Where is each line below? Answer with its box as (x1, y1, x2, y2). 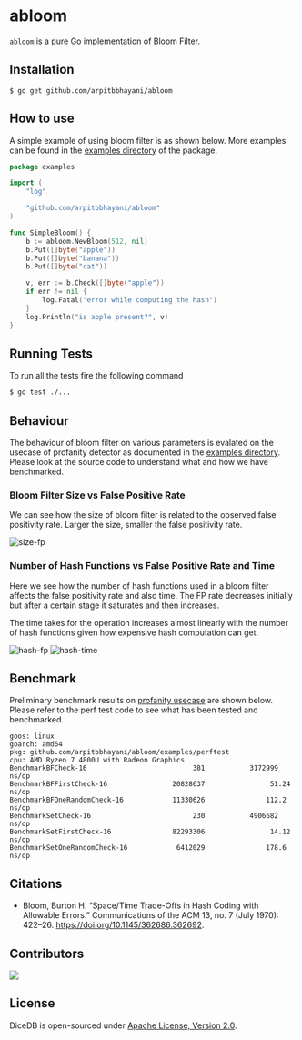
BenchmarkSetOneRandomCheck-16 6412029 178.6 (9, 843, 287, 853)
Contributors (9, 945, 85, 961)
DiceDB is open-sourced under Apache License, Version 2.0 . (9, 1020, 238, 1031)
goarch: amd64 (9, 740, 64, 749)
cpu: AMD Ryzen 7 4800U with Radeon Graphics (9, 756, 185, 765)
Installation (9, 62, 75, 77)
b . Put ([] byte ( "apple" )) (25, 245, 116, 255)
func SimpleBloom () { (9, 228, 92, 237)
